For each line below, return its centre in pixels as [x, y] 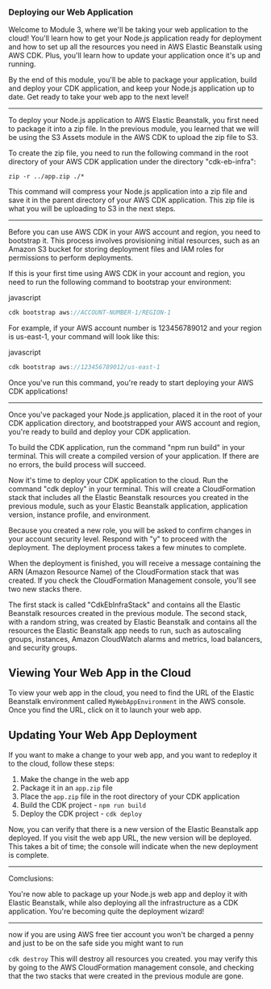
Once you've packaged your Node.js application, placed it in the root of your [135, 414]
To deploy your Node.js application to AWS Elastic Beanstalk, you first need [134, 121]
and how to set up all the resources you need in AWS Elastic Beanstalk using [135, 47]
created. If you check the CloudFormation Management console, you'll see [132, 580]
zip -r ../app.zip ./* [46, 176]
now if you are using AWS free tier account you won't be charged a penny [131, 934]
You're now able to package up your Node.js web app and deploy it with [128, 893]
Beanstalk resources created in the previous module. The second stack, [128, 613]
